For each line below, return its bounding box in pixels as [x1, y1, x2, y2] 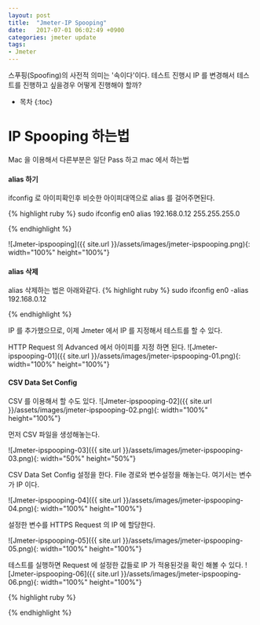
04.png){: [8, 503, 39, 513]
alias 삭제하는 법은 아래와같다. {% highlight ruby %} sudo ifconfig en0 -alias [8, 286, 249, 295]
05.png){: [8, 543, 39, 554]
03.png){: [8, 453, 39, 463]
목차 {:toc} [19, 97, 53, 106]
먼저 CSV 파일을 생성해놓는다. [8, 429, 101, 439]
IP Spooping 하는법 [8, 127, 130, 145]
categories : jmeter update [8, 33, 97, 42]
